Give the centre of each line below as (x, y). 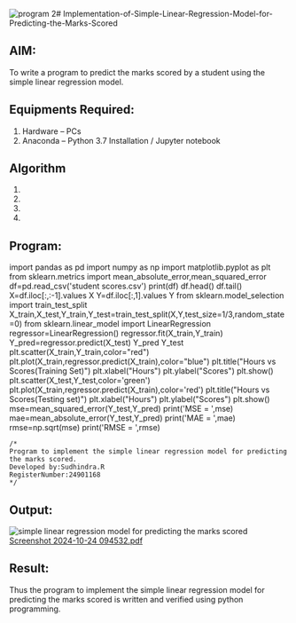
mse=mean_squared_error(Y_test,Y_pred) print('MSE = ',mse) (121, 409)
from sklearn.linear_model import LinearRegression (117, 324)
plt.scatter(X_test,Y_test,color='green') (80, 381)
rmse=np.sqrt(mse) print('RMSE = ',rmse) (85, 428)
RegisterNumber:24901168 (55, 475)
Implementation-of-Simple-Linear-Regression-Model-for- (168, 14)
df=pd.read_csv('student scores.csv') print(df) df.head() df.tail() (126, 286)
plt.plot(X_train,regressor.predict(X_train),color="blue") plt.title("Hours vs (143, 362)
